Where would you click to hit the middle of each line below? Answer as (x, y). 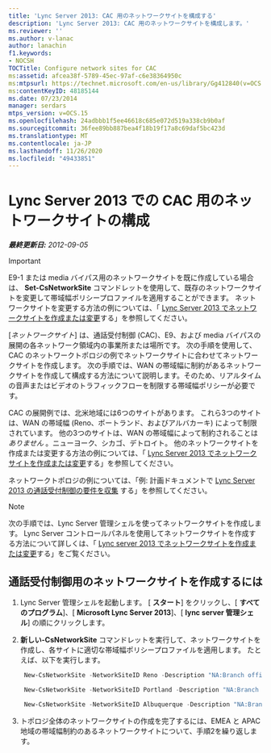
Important (25, 261)
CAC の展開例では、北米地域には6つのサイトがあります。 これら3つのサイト (135, 413)
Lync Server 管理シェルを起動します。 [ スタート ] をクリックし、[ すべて (140, 602)
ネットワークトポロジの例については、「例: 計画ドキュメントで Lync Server (132, 480)
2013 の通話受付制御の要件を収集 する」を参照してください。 (110, 491)
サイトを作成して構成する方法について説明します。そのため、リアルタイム (138, 375)
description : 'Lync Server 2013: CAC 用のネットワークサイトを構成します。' (129, 23)
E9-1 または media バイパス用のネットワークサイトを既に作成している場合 (131, 278)
